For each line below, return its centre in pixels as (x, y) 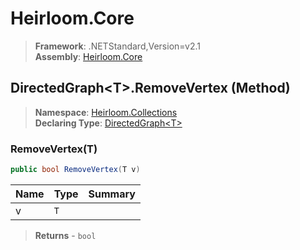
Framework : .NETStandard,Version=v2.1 (117, 46)
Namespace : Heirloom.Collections (106, 112)
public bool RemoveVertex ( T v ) (75, 170)
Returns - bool (65, 235)
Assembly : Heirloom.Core (88, 56)
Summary (112, 194)
